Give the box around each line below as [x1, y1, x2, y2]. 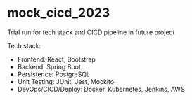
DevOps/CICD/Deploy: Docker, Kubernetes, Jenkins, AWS [17, 85, 185, 93]
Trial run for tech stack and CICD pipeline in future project [7, 28, 175, 36]
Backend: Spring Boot [17, 62, 81, 71]
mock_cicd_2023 [7, 5, 110, 21]
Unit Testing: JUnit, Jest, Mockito [17, 77, 115, 85]
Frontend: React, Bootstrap [17, 55, 96, 64]
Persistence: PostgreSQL [17, 70, 90, 78]
